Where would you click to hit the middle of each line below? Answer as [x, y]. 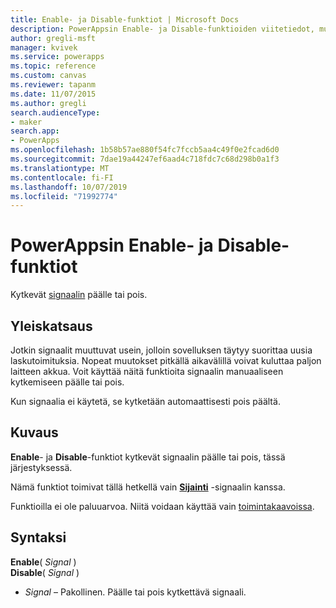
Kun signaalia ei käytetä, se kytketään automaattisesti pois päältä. [145, 401]
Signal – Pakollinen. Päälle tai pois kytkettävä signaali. [135, 592]
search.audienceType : [55, 112]
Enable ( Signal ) [43, 562]
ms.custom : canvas [48, 76]
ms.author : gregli [48, 103]
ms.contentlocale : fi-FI [62, 177]
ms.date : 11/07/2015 [53, 94]
